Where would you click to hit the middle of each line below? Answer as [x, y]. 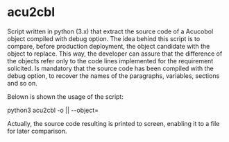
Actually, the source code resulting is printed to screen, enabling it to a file [113, 123]
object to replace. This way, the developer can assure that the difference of [115, 54]
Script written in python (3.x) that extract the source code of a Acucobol [110, 31]
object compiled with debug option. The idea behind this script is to [104, 38]
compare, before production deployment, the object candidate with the [109, 46]
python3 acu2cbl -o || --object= [53, 110]
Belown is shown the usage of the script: [65, 96]
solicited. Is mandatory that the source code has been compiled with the [110, 68]
